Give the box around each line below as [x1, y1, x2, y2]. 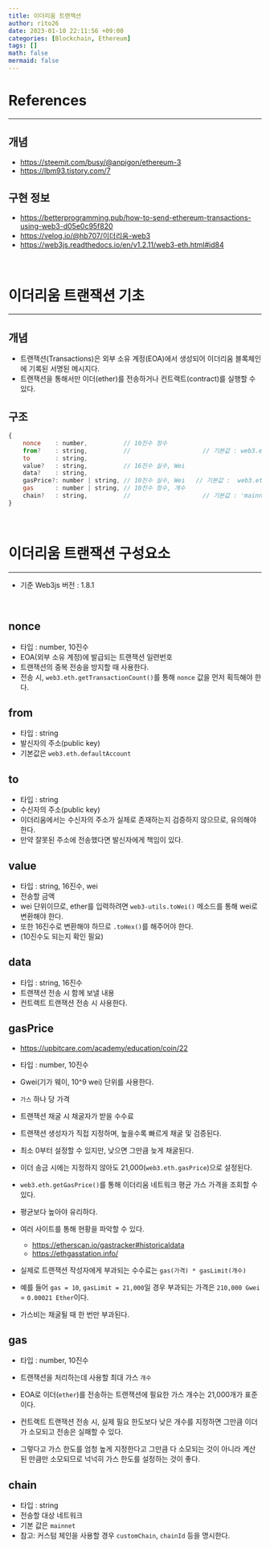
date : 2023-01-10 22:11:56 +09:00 [8, 27, 125, 35]
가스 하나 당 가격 [19, 1094, 70, 1103]
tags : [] [8, 42, 38, 50]
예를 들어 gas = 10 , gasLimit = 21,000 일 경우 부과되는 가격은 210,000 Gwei [19, 1282, 260, 1292]
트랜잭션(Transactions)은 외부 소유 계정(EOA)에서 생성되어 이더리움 [19, 354, 234, 363]
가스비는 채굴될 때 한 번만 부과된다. [19, 1310, 130, 1319]
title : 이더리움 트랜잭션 [8, 11, 82, 20]
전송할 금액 [19, 891, 55, 900]
